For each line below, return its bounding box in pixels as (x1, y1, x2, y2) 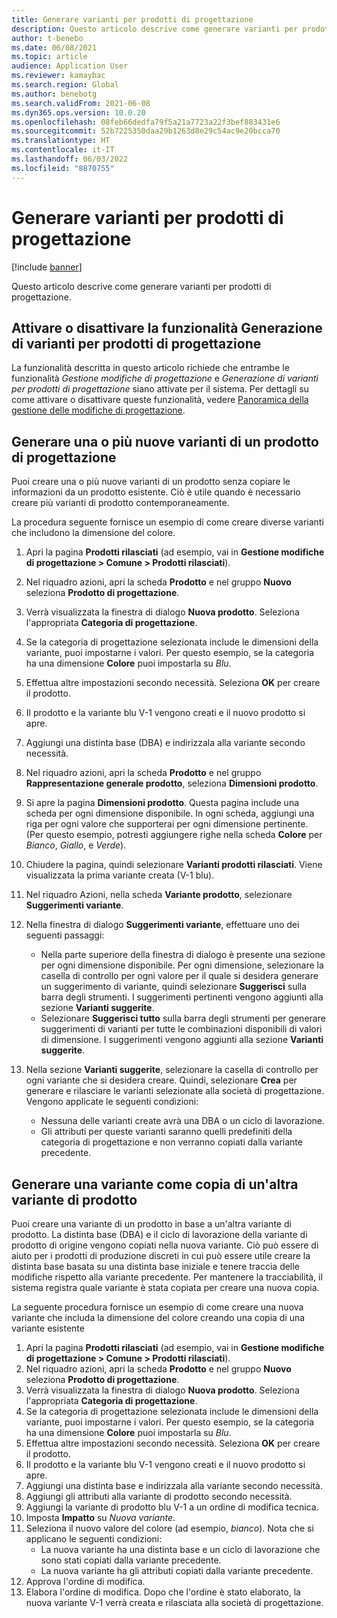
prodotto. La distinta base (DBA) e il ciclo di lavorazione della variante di (11, 1229, 308, 1240)
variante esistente (11, 1322, 85, 1334)
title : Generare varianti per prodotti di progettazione (11, 14, 254, 25)
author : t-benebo (11, 33, 84, 43)
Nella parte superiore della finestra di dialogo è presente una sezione (40, 949, 326, 961)
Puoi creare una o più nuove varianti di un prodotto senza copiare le (11, 476, 291, 488)
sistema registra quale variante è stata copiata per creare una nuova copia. (11, 1282, 320, 1293)
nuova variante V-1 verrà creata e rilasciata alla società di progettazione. (25, 1597, 324, 1608)
